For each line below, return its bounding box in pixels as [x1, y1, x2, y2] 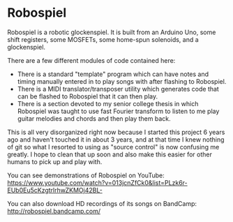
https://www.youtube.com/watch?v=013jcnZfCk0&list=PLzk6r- [7, 178, 188, 186]
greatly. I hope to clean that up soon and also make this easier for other [7, 150, 213, 158]
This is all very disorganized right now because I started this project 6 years [7, 128, 225, 136]
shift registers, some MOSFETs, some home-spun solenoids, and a [7, 35, 199, 43]
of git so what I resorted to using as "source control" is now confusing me [7, 142, 220, 151]
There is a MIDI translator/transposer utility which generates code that [17, 84, 220, 93]
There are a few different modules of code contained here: [7, 56, 176, 64]
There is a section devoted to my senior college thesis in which [17, 99, 199, 108]
